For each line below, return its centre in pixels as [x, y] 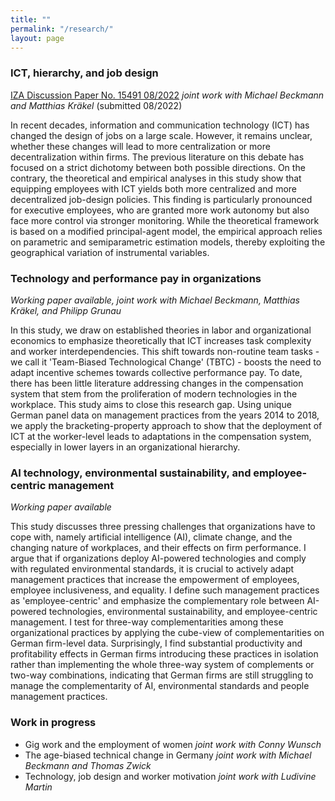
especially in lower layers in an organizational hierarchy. [125, 447]
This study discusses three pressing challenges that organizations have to [163, 527]
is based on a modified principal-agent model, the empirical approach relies [166, 231]
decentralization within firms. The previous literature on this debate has [157, 157]
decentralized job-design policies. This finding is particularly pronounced [161, 199]
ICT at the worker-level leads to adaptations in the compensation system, [161, 436]
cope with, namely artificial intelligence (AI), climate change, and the [151, 537]
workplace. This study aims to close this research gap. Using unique [151, 404]
